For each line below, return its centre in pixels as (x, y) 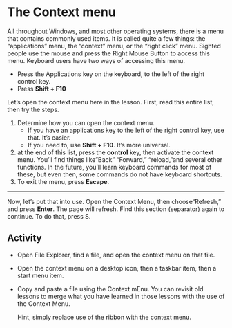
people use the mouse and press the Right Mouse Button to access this (109, 53)
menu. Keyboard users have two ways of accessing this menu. (96, 60)
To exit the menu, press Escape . (63, 181)
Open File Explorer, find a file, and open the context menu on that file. (116, 255)
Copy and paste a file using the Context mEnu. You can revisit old (110, 289)
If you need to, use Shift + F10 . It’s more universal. (99, 145)
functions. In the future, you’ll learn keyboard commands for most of (114, 167)
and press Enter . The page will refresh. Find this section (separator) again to (116, 209)
